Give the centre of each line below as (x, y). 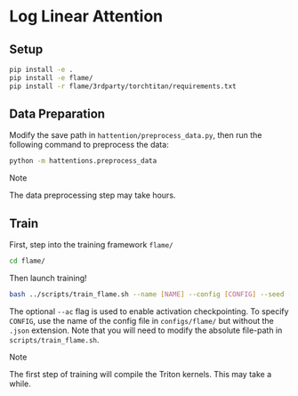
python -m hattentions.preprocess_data (83, 161)
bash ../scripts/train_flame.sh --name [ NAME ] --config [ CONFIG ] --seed (147, 295)
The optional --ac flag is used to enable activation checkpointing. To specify (149, 311)
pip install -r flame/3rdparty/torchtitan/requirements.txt (123, 86)
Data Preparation (57, 114)
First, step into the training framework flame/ (91, 245)
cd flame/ (28, 261)
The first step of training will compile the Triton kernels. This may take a (141, 374)
